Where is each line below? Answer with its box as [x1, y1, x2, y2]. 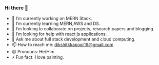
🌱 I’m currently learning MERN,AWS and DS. [11, 21, 100, 26]
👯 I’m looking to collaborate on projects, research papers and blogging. [11, 26, 155, 32]
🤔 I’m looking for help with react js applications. [11, 31, 107, 37]
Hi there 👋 [4, 4, 29, 11]
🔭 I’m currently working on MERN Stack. [11, 16, 92, 22]
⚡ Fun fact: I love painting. [11, 54, 64, 60]
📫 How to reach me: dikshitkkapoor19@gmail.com [11, 42, 114, 48]
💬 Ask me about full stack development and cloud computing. [11, 36, 136, 42]
